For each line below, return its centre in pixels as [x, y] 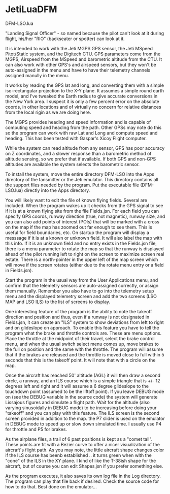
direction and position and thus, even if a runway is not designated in [77, 317]
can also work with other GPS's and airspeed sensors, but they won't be [81, 64]
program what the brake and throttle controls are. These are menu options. [83, 333]
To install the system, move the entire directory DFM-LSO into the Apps [80, 174]
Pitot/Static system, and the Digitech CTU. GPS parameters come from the [83, 54]
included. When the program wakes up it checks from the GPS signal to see [84, 205]
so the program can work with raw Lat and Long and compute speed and [81, 133]
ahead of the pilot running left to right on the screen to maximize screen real [85, 254]
